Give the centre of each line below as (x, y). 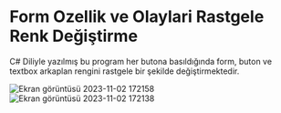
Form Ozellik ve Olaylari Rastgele (137, 17)
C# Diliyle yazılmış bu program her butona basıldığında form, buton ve (140, 61)
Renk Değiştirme (74, 36)
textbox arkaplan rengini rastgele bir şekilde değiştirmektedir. (125, 71)
